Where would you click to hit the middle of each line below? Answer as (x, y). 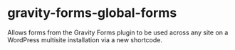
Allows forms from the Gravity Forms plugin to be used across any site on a (118, 32)
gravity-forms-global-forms (92, 13)
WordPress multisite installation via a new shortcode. (85, 39)
